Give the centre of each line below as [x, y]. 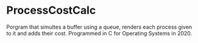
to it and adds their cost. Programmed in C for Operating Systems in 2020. [99, 33]
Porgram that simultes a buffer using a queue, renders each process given [99, 27]
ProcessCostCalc [51, 10]
